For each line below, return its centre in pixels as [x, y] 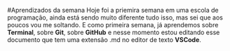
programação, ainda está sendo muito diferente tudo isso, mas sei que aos [115, 17]
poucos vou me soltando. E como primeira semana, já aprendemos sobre [113, 25]
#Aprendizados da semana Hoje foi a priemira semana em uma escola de [113, 10]
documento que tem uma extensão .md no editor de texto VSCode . [104, 40]
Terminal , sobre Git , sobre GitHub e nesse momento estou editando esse [114, 32]
